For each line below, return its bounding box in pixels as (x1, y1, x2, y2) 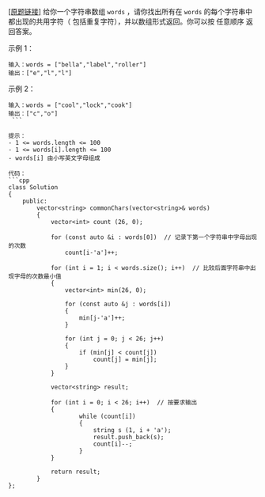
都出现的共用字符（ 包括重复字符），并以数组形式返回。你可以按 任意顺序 (8, 17, 244, 26)
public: (22, 197, 47, 205)
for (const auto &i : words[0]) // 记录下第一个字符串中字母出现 (50, 233, 257, 241)
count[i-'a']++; (64, 248, 119, 256)
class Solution (8, 184, 59, 192)
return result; (50, 468, 101, 476)
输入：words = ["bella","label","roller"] (8, 61, 147, 69)
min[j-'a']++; (78, 314, 126, 322)
